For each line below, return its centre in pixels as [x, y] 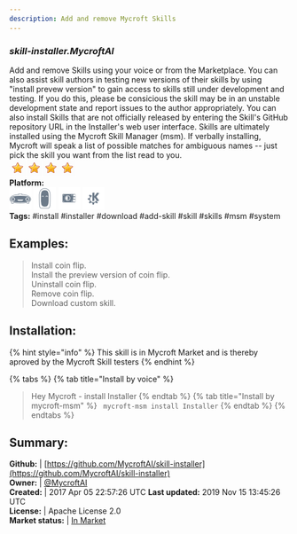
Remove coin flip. [63, 294]
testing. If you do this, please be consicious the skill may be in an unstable [145, 98]
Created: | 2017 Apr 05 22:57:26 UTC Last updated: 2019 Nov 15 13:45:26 [145, 492]
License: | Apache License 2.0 [65, 511]
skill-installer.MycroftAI [62, 51]
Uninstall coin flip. [64, 284]
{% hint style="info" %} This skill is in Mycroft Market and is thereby [134, 352]
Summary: [39, 442]
